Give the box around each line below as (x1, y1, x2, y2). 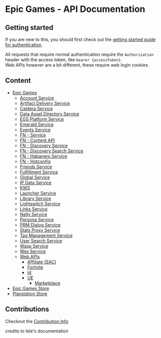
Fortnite (27, 264, 43, 270)
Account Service (19, 95, 54, 101)
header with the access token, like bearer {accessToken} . (5, 57, 122, 63)
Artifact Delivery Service (19, 100, 71, 106)
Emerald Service (19, 121, 54, 127)
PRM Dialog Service (19, 222, 61, 227)
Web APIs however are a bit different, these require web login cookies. (5, 62, 150, 68)
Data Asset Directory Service (19, 111, 80, 116)
